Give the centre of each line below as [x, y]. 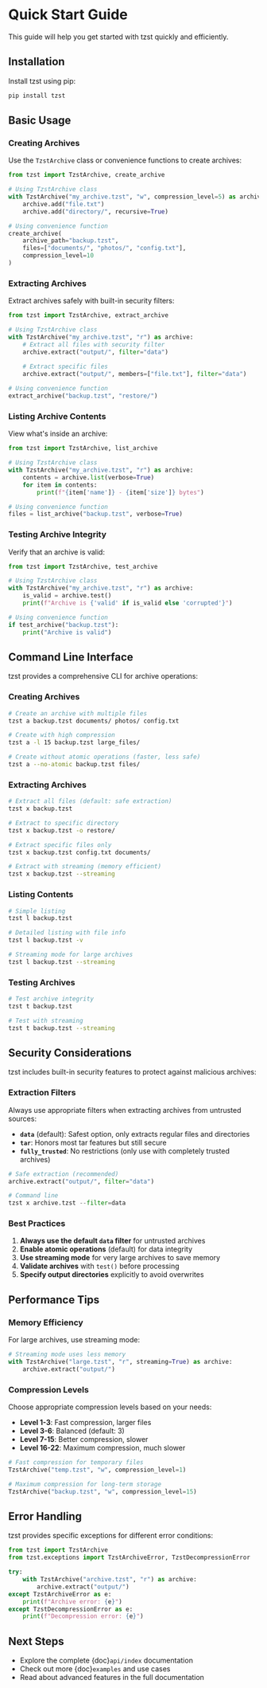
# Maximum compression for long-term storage [85, 1484]
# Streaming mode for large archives [71, 955]
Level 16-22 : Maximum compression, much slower [103, 1448]
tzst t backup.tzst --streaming [62, 1028]
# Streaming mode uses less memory [67, 1355]
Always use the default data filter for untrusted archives [112, 1241]
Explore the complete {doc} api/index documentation [106, 1661]
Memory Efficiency [46, 1322]
